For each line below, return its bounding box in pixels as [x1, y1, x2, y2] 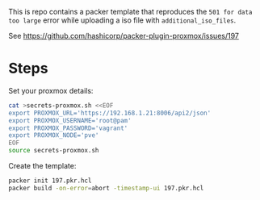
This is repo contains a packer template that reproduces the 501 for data [8, 7, 253, 16]
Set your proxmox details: [8, 85, 94, 95]
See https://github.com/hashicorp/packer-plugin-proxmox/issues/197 [8, 31, 240, 40]
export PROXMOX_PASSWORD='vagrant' [8, 124, 128, 132]
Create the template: [8, 161, 77, 171]
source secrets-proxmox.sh [8, 147, 99, 155]
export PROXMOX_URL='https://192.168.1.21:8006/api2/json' [8, 109, 212, 117]
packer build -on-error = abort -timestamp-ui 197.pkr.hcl [8, 184, 204, 192]
